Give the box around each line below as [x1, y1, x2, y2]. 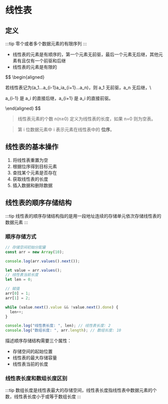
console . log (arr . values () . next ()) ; [5, 259, 80, 264]
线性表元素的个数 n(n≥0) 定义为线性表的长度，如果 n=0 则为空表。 [17, 116, 156, 122]
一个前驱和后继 [34, 58, 66, 64]
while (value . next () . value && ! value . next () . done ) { [5, 305, 119, 310]
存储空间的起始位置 [12, 348, 53, 355]
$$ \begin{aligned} [5, 74, 45, 80]
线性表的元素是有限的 [12, 64, 57, 70]
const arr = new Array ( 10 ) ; [5, 249, 65, 255]
